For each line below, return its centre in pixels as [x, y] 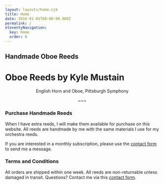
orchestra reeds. [22, 134]
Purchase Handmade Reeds [39, 113]
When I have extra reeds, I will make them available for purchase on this [78, 124]
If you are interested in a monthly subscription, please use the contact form [81, 144]
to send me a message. [29, 149]
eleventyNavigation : [26, 28]
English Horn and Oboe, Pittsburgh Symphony [82, 91]
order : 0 [18, 37]
